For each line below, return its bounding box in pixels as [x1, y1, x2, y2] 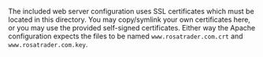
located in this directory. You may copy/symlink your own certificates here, [8, 15, 250, 24]
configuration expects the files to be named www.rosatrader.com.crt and [8, 31, 243, 41]
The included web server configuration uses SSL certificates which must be [8, 7, 254, 16]
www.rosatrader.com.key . [8, 40, 88, 49]
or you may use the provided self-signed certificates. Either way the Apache [8, 23, 256, 32]
